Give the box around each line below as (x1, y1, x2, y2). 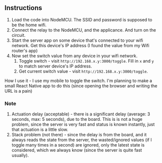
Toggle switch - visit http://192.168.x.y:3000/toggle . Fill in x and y (18, 58, 154, 64)
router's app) (11, 48, 38, 53)
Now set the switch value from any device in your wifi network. (11, 53, 138, 59)
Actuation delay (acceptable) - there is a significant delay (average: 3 (11, 111, 150, 117)
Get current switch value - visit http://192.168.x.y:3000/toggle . (18, 68, 148, 74)
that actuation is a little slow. (11, 127, 68, 132)
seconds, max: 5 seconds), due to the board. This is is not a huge (11, 116, 143, 122)
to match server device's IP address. (18, 63, 93, 69)
